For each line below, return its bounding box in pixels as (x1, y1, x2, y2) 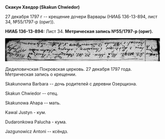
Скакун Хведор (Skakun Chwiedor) (5, 4, 80, 10)
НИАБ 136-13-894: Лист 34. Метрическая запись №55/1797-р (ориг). (5, 28, 153, 34)
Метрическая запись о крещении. (5, 71, 77, 78)
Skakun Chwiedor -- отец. (5, 90, 58, 96)
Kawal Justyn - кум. (5, 110, 47, 115)
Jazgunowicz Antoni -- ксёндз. (5, 129, 69, 135)
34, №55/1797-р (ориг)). (5, 19, 55, 25)
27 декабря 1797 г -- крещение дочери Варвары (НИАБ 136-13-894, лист (5, 14, 158, 19)
